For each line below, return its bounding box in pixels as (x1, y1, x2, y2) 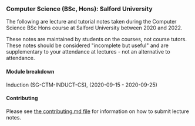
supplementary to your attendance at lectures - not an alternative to (6, 48, 170, 55)
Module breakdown (6, 68, 55, 75)
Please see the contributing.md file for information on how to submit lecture (6, 108, 189, 115)
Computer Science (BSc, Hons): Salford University (6, 5, 153, 13)
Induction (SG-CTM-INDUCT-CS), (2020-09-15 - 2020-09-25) (6, 81, 157, 88)
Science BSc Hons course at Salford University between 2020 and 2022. (6, 24, 183, 31)
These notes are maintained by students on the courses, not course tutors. (6, 36, 187, 43)
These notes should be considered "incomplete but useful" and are (6, 42, 169, 49)
